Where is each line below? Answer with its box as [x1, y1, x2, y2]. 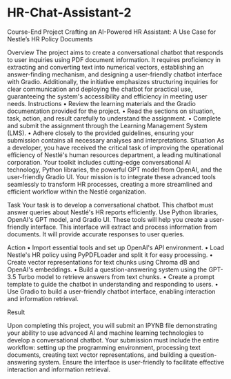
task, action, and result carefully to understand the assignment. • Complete [7, 114, 221, 122]
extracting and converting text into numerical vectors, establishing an [7, 63, 205, 71]
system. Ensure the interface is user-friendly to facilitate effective [38, 358, 225, 366]
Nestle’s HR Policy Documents [7, 34, 93, 43]
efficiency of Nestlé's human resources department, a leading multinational [7, 150, 221, 159]
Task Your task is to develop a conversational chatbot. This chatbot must [7, 201, 214, 209]
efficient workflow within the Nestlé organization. [7, 187, 147, 196]
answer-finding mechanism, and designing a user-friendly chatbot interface [7, 70, 223, 79]
